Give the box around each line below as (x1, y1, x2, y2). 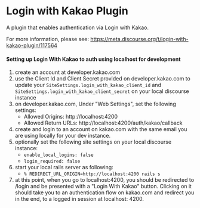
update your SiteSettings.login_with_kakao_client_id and (14, 82, 161, 89)
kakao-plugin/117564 (6, 42, 58, 49)
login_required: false (23, 159, 81, 164)
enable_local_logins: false (23, 152, 94, 159)
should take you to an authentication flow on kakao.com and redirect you (14, 189, 195, 196)
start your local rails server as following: (14, 164, 113, 171)
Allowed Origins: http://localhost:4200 (23, 113, 118, 120)
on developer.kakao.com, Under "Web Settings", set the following (14, 100, 176, 108)
